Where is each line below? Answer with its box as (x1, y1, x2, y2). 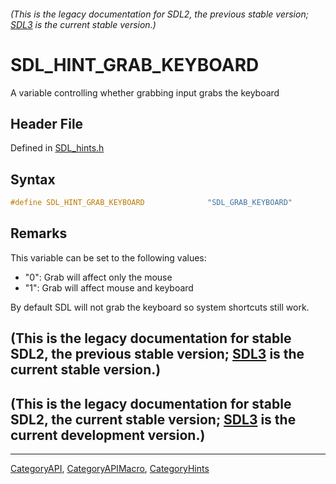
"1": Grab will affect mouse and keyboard (24, 281, 194, 294)
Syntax (10, 171, 56, 188)
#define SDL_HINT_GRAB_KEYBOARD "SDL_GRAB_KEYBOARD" (10, 198, 293, 208)
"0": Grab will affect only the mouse (24, 271, 173, 283)
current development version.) (10, 426, 206, 444)
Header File (10, 115, 84, 132)
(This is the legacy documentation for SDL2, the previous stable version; (10, 8, 309, 20)
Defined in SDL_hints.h (10, 142, 105, 154)
